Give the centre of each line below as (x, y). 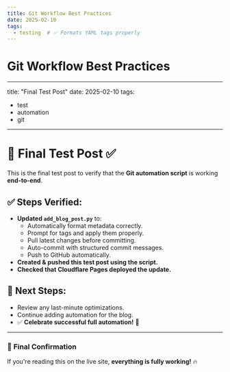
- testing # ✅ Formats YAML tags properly (77, 33)
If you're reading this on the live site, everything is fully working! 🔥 (102, 362)
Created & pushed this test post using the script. (88, 262)
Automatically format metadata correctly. (85, 225)
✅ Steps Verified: (44, 202)
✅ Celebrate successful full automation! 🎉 (78, 322)
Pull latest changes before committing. (81, 240)
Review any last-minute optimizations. (71, 307)
